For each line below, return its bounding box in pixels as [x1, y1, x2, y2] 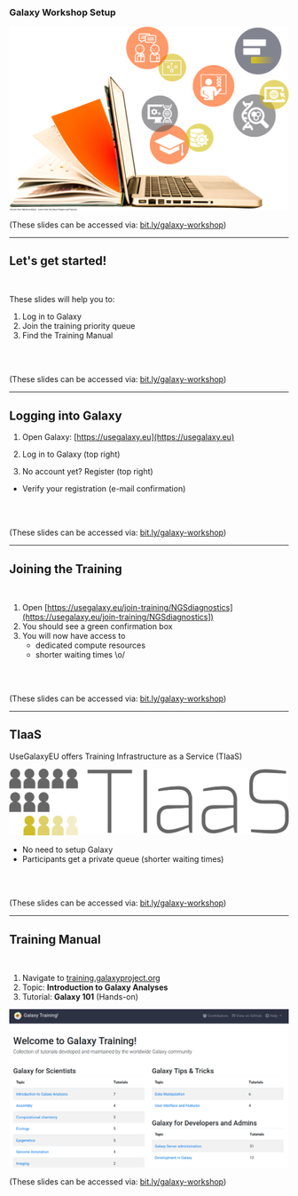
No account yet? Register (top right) [21, 466, 153, 477]
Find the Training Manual [21, 331, 114, 341]
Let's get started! [9, 253, 107, 268]
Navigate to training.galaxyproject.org [21, 973, 161, 984]
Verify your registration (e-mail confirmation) [21, 483, 186, 494]
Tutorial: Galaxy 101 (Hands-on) [21, 992, 139, 1002]
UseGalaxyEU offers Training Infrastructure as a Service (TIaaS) [9, 751, 243, 761]
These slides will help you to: [9, 294, 115, 305]
